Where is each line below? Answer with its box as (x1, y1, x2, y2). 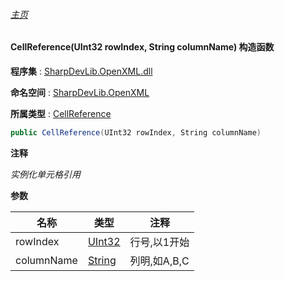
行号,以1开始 (129, 235, 190, 249)
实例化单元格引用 (10, 168, 81, 180)
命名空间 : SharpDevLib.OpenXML (10, 86, 150, 98)
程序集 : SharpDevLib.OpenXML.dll (10, 65, 153, 77)
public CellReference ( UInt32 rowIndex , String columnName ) (10, 127, 262, 138)
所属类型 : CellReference (10, 107, 112, 119)
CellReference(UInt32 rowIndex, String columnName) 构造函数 (10, 41, 275, 53)
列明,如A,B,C (129, 254, 190, 268)
